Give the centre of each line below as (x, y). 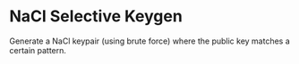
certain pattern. (38, 50)
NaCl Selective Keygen (96, 16)
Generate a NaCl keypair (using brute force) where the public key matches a (150, 41)
